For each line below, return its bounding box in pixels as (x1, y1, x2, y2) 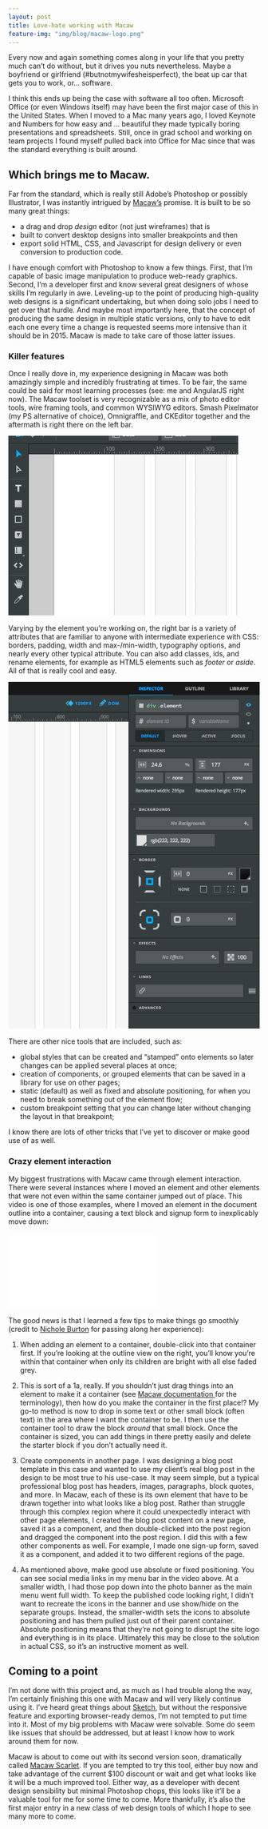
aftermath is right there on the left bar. (8, 420, 133, 430)
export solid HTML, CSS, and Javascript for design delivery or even (19, 239, 242, 248)
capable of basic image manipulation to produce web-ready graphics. (8, 271, 238, 281)
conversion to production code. (19, 247, 124, 257)
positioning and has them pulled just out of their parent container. (19, 1615, 235, 1625)
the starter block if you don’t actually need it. (19, 1440, 167, 1450)
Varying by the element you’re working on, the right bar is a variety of (8, 624, 237, 633)
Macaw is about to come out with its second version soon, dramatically (8, 1752, 242, 1762)
